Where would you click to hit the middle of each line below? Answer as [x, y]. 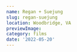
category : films [26, 34]
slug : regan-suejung [32, 17]
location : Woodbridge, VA [38, 23]
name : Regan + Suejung [35, 12]
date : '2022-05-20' [31, 39]
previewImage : [24, 28]
